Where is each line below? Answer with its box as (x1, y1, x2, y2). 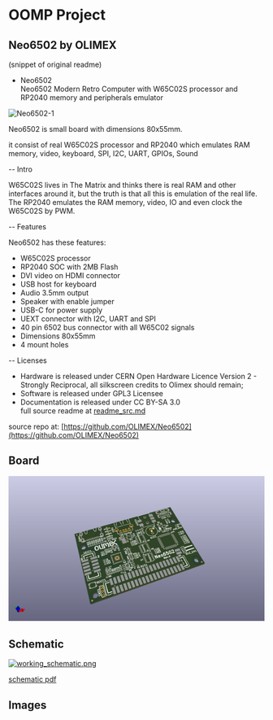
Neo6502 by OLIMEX (8, 38, 117, 52)
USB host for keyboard (19, 279, 97, 289)
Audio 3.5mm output (19, 288, 89, 298)
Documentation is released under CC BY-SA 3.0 (19, 397, 181, 407)
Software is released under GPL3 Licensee (19, 389, 164, 398)
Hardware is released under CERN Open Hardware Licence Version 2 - (19, 372, 258, 381)
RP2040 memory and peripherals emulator (19, 93, 164, 103)
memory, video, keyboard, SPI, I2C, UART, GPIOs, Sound (8, 149, 199, 158)
